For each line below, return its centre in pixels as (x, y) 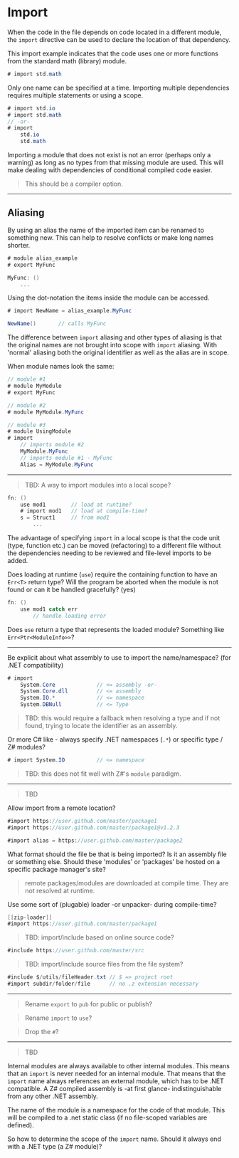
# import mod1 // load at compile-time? (84, 511)
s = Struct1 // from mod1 (65, 518)
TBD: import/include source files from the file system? (104, 964)
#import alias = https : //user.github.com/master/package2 (95, 841)
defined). (21, 1125)
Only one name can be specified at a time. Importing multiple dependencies (118, 88)
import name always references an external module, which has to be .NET (116, 1081)
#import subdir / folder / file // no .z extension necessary (103, 984)
